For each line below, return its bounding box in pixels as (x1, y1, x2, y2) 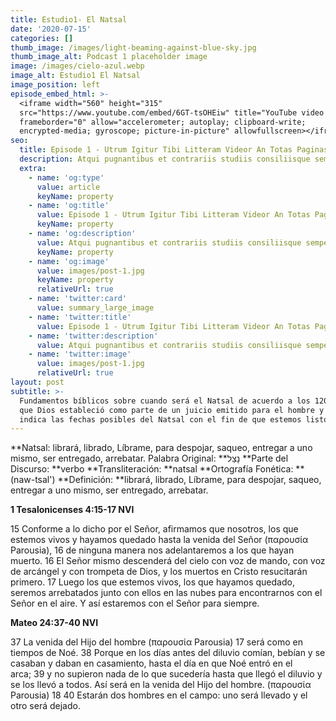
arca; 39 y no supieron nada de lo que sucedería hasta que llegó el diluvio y (10, 668, 323, 680)
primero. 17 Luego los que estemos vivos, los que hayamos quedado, (10, 576, 295, 588)
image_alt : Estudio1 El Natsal (10, 71, 141, 81)
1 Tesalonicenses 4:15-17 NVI (10, 504, 135, 516)
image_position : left (10, 80, 101, 90)
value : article (36, 182, 101, 192)
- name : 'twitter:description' (28, 331, 159, 341)
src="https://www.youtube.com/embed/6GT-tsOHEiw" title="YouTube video (19, 107, 325, 118)
